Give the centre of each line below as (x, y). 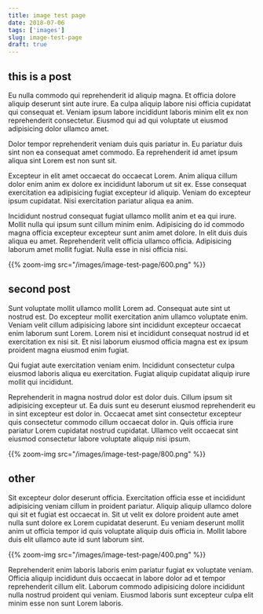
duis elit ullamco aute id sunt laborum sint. (77, 539)
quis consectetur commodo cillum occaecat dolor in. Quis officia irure (121, 422)
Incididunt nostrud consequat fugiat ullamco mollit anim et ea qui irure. (122, 216)
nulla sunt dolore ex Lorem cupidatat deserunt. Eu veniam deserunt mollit (126, 522)
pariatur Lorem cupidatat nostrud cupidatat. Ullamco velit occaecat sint (123, 430)
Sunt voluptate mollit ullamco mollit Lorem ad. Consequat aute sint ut (119, 308)
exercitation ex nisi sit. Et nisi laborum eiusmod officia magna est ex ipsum (128, 342)
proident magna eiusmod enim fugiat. (69, 349)
